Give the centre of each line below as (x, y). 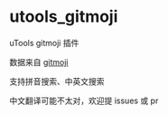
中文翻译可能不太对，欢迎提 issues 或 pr (84, 101)
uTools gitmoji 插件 (44, 43)
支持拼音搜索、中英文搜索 (57, 81)
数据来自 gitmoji (39, 62)
